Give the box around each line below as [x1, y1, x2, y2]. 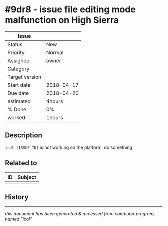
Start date [7, 81, 31, 88]
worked [7, 114, 26, 121]
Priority [7, 49, 25, 56]
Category [7, 65, 30, 72]
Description [5, 131, 42, 140]
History [5, 193, 29, 201]
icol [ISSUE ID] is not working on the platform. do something [5, 144, 132, 150]
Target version [7, 73, 41, 80]
